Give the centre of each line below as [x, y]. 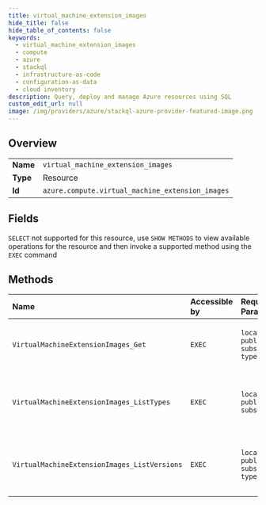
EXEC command [33, 254]
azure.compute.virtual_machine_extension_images [136, 190]
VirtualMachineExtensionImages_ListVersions [97, 465]
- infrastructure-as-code [58, 75]
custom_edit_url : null [46, 104]
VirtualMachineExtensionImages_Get [79, 345]
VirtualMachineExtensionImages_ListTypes [91, 402]
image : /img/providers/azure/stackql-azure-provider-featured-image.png [131, 112]
